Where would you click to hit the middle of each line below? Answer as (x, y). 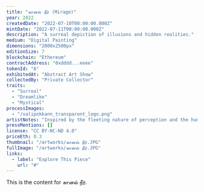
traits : (16, 86)
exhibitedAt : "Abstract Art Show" (50, 74)
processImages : (25, 108)
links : (15, 154)
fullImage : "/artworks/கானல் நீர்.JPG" (54, 148)
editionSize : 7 (25, 52)
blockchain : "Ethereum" (36, 57)
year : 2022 (20, 18)
